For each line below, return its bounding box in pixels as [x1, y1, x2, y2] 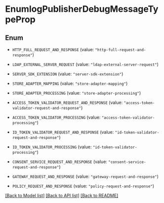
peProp [5, 14, 36, 25]
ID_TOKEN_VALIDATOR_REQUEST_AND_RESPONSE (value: [12, 129, 114, 135]
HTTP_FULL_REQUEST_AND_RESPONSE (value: [12, 47, 94, 52]
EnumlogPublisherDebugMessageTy [5, 3, 159, 15]
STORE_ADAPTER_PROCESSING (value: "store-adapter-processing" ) [12, 90, 141, 96]
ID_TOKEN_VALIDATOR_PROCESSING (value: [12, 144, 92, 150]
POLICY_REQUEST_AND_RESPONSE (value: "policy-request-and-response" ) [12, 183, 155, 189]
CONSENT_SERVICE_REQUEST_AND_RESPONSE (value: [12, 159, 108, 165]
